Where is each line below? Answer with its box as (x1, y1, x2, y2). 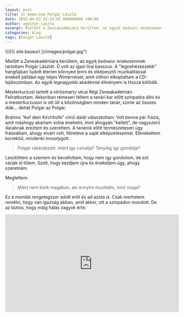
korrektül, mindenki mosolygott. (5, 135, 70, 141)
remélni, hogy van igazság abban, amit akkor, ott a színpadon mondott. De (5, 199, 157, 205)
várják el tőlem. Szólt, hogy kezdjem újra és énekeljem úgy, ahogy (5, 160, 140, 166)
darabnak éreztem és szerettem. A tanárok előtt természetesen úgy (5, 125, 143, 130)
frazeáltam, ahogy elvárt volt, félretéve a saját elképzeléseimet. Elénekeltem (5, 130, 161, 136)
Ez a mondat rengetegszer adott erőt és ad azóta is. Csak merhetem (5, 194, 145, 200)
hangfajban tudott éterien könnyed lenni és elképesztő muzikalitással (5, 68, 146, 74)
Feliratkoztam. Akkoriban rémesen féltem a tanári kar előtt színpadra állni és (5, 94, 160, 100)
